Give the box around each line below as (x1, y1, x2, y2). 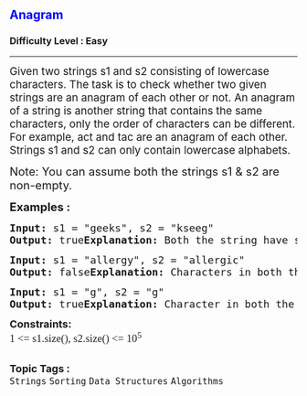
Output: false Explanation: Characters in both (9, 265, 282, 278)
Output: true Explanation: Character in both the (9, 297, 295, 310)
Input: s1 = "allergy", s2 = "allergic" (9, 253, 245, 266)
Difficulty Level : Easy (9, 35, 108, 48)
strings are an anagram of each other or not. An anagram (9, 91, 295, 104)
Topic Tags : (9, 361, 70, 375)
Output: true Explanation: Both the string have (9, 233, 289, 246)
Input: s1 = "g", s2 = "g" (9, 285, 164, 298)
